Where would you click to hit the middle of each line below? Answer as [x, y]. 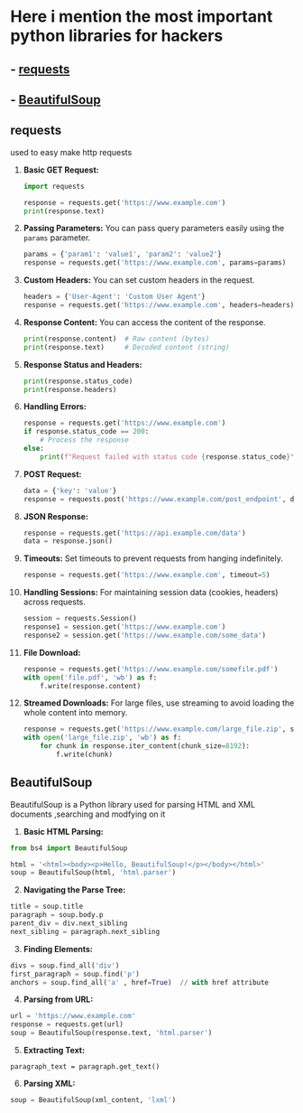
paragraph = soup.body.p [57, 915]
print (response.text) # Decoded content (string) [126, 347]
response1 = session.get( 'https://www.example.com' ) [124, 627]
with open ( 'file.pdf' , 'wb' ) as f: [90, 678]
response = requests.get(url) [67, 1024]
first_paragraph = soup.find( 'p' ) [75, 974]
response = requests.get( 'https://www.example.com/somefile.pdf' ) [151, 669]
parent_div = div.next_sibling [69, 923]
